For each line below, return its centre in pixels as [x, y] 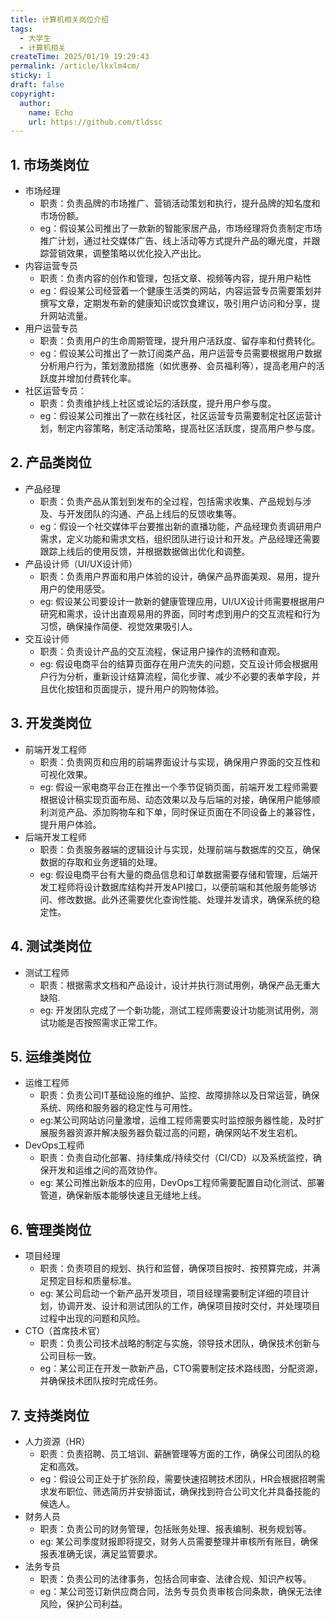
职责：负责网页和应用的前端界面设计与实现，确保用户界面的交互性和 [180, 762]
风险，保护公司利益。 [83, 1603]
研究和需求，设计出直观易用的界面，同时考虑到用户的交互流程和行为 [180, 613]
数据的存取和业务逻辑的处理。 [101, 862]
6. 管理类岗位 [51, 1229]
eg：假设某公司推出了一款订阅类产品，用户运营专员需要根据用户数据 [181, 353]
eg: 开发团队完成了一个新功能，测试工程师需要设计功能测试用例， [174, 1010]
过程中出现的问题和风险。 [92, 1318]
